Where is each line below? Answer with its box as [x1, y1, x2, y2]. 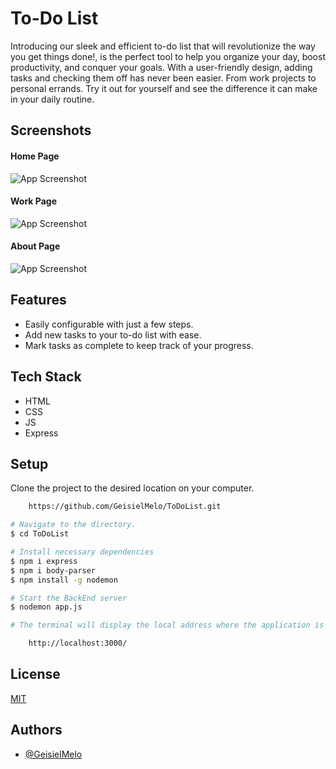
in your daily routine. [10, 93, 95, 105]
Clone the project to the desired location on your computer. [10, 482, 255, 494]
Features [10, 292, 67, 309]
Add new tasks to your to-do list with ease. [24, 328, 202, 341]
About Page [10, 240, 61, 252]
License [10, 666, 61, 683]
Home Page [10, 150, 60, 162]
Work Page [10, 195, 57, 207]
